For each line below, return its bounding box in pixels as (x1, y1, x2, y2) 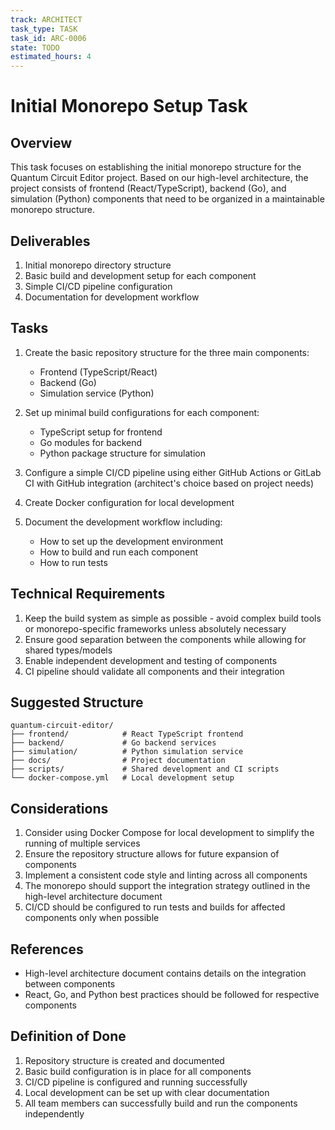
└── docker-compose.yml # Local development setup (10, 773, 235, 783)
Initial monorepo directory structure (24, 259, 172, 271)
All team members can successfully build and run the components (24, 1097, 298, 1109)
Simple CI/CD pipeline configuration (24, 280, 173, 292)
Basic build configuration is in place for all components (24, 1065, 252, 1077)
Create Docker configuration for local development (24, 496, 235, 508)
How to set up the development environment (39, 535, 224, 547)
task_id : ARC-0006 (10, 33, 87, 43)
